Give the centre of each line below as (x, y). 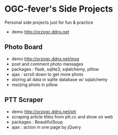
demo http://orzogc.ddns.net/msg (45, 59)
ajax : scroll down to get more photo (47, 74)
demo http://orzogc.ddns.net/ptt (44, 111)
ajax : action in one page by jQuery (46, 127)
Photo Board (24, 47)
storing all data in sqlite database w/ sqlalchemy (59, 79)
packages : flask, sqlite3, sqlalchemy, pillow (55, 69)
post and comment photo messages (47, 64)
